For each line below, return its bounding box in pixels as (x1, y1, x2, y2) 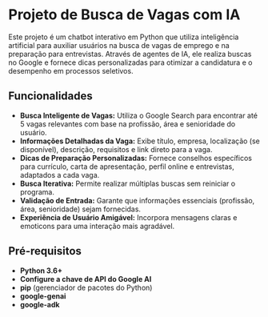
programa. (19, 187, 54, 197)
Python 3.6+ (19, 266, 62, 275)
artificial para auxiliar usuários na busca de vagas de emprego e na (8, 40, 230, 50)
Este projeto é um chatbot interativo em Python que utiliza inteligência (8, 32, 239, 42)
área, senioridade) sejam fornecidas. (19, 204, 142, 214)
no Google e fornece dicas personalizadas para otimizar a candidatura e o (8, 58, 253, 67)
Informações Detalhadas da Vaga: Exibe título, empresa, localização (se (19, 136, 260, 146)
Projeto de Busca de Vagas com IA (8, 6, 241, 24)
